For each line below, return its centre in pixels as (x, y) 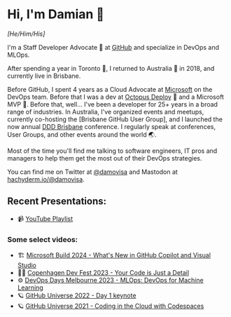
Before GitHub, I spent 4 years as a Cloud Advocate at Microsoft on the (110, 89)
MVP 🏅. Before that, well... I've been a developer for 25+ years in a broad (113, 104)
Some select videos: (43, 239)
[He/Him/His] (26, 34)
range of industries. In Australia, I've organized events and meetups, (106, 112)
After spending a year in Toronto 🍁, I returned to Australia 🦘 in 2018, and (111, 68)
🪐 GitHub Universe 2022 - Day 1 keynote (77, 296)
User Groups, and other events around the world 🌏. (82, 134)
